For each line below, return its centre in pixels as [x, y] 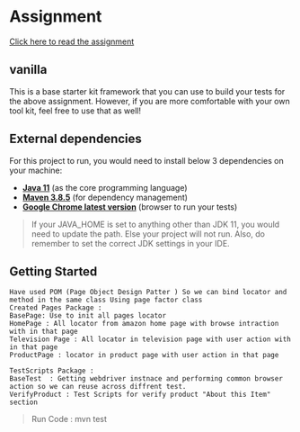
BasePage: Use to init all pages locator [88, 316]
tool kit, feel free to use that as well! [75, 111]
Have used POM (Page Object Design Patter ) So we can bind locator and [148, 292]
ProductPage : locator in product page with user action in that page [144, 355]
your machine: [36, 170]
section [24, 402]
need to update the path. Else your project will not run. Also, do [148, 234]
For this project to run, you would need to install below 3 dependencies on [147, 160]
